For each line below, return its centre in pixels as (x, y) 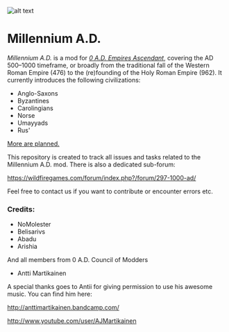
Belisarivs (31, 231)
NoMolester (34, 225)
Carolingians (35, 108)
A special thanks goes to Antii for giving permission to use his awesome (110, 287)
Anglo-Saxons (37, 93)
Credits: (21, 209)
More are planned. (34, 143)
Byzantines (33, 101)
